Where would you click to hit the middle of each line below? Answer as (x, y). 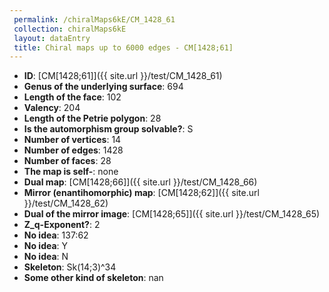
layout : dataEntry (52, 38)
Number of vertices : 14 (72, 140)
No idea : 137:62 (56, 235)
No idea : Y (46, 246)
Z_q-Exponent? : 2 (62, 225)
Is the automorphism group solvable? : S (108, 129)
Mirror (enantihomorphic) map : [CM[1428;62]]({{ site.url (141, 193)
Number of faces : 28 (67, 161)
